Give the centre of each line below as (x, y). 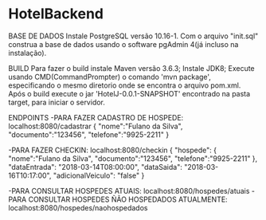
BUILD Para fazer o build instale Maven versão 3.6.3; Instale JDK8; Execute (131, 68)
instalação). (27, 53)
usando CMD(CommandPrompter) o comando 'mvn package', (110, 77)
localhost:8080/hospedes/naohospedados (78, 207)
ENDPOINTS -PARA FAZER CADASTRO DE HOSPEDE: (96, 117)
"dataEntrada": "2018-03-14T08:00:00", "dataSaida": (96, 167)
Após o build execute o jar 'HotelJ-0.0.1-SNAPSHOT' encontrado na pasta (129, 93)
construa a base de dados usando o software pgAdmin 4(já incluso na (123, 44)
